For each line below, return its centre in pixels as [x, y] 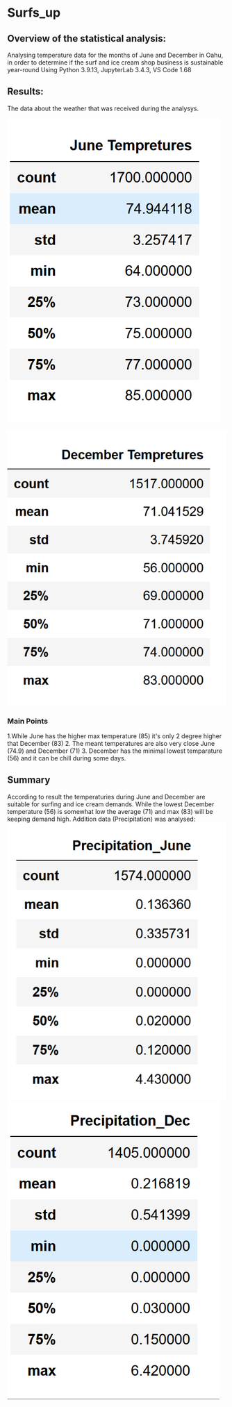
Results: [25, 92]
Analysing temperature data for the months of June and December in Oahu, [115, 55]
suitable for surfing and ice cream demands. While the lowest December [111, 804]
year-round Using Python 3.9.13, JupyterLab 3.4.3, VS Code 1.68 [99, 70]
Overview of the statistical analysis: [87, 39]
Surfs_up [34, 13]
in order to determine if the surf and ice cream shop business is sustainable [115, 63]
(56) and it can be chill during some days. [67, 758]
